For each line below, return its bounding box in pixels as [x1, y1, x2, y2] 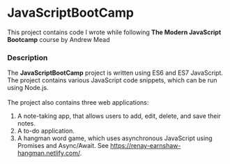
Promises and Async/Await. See [17, 142, 109, 150]
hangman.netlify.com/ [17, 149, 80, 158]
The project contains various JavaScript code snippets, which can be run [7, 76, 217, 84]
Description [7, 52, 48, 62]
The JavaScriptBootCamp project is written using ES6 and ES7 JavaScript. [7, 68, 223, 77]
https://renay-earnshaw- [110, 142, 181, 150]
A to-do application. [17, 127, 75, 135]
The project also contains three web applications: [7, 98, 149, 107]
